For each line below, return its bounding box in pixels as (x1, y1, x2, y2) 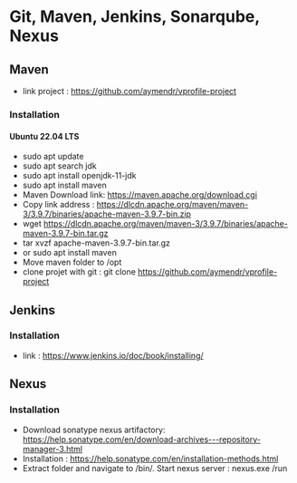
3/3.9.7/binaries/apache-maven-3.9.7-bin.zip (22, 208, 192, 219)
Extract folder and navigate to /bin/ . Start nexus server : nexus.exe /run (22, 462, 288, 473)
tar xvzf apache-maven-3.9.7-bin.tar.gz (22, 237, 170, 248)
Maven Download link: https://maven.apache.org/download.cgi (22, 189, 258, 200)
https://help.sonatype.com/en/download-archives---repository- (22, 433, 261, 445)
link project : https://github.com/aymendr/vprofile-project (22, 86, 237, 96)
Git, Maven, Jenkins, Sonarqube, (9, 6, 260, 27)
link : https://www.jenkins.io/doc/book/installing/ (22, 350, 204, 361)
